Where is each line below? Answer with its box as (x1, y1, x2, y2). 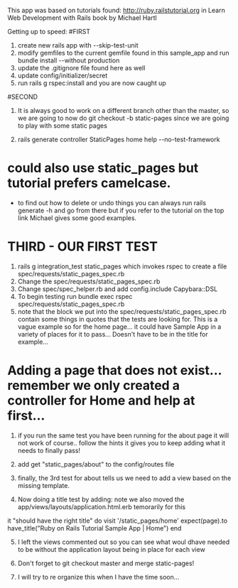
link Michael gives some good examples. (17, 213, 137, 222)
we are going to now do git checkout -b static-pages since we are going (17, 114, 229, 122)
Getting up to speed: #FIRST (7, 28, 91, 36)
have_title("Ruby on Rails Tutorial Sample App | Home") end (7, 523, 182, 532)
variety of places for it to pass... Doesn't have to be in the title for (17, 330, 208, 338)
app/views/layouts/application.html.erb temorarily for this (17, 502, 186, 511)
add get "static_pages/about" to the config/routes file (17, 459, 175, 468)
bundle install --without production (17, 56, 120, 65)
